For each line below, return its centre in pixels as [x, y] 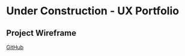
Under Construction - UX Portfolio [92, 11]
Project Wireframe [41, 33]
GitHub [15, 47]
